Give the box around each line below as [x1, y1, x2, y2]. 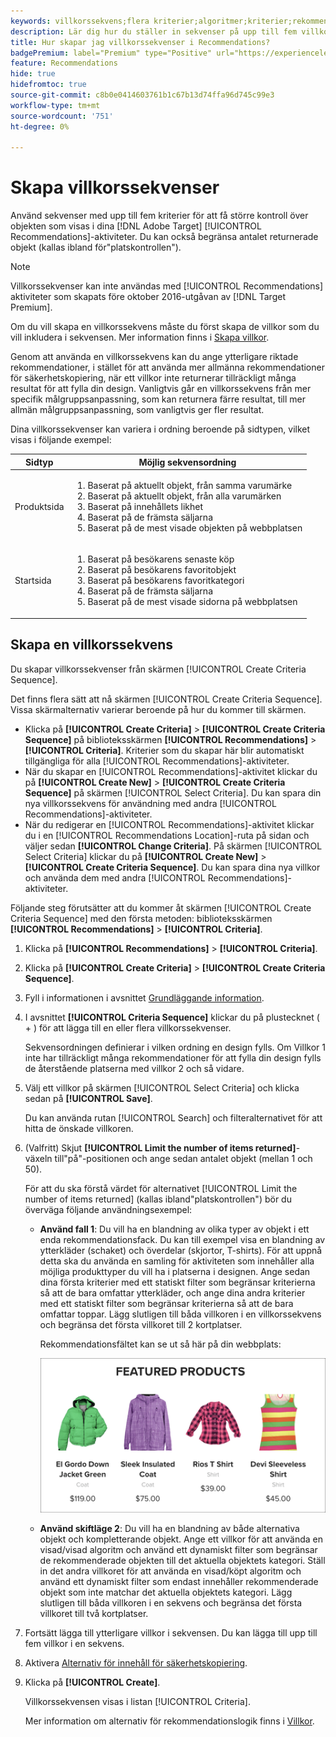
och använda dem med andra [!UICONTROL [24, 871, 206, 884]
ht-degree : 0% [10, 121, 70, 132]
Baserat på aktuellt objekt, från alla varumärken [87, 490, 282, 502]
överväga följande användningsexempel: [24, 1203, 193, 1215]
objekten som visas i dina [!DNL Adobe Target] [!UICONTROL [10, 220, 262, 232]
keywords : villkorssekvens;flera [10, 16, 150, 26]
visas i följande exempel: [10, 434, 112, 446]
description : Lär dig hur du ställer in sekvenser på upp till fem [10, 26, 298, 37]
